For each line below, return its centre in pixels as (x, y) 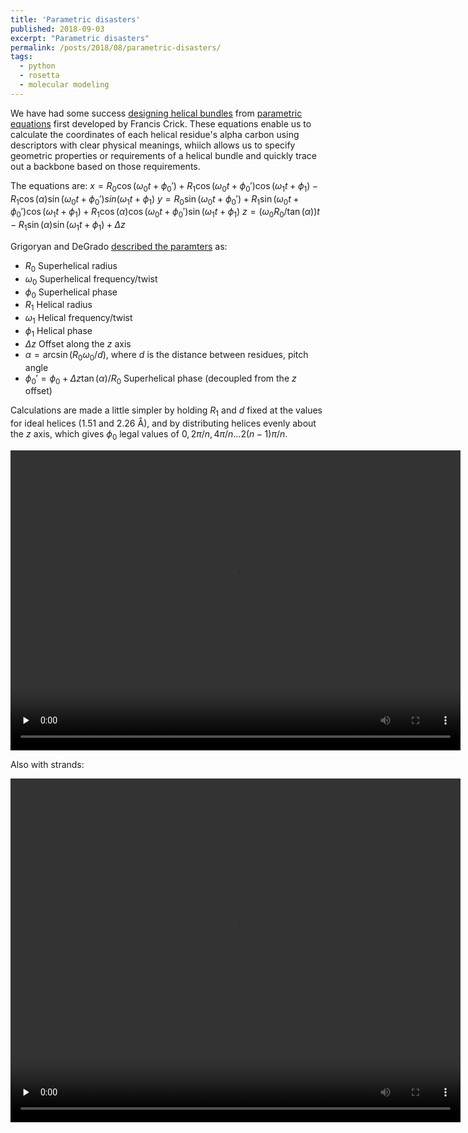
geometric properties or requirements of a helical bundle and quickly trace (164, 155)
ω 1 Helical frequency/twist (78, 319)
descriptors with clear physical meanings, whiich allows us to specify (153, 145)
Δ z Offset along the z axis (78, 343)
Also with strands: (47, 764)
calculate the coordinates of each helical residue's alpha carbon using (155, 134)
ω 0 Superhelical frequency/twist (91, 279)
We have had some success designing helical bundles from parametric (156, 113)
